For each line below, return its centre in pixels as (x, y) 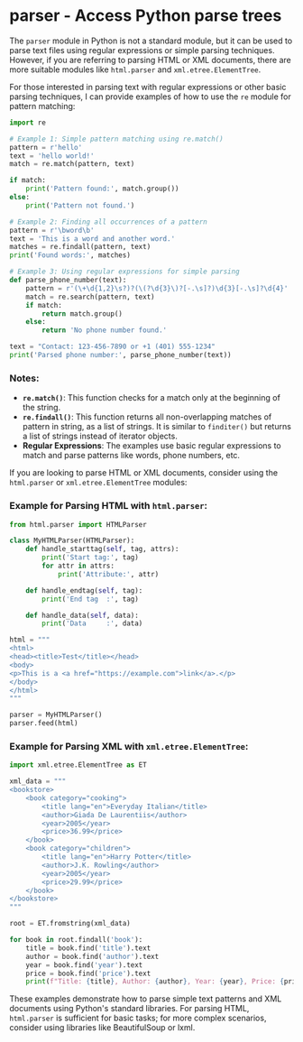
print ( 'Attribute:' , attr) (108, 574)
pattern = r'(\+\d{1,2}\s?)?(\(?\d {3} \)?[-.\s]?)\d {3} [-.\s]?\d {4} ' (157, 288)
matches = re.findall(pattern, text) (80, 247)
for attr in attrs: (78, 566)
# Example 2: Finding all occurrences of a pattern (108, 222)
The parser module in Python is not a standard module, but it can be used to (151, 41)
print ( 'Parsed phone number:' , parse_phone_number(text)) (120, 355)
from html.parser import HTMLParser (78, 524)
